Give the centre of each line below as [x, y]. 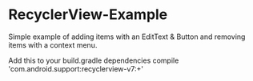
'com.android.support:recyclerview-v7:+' [76, 68]
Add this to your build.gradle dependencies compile [94, 60]
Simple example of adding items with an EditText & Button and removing [127, 37]
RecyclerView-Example [88, 15]
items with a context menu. [53, 44]
